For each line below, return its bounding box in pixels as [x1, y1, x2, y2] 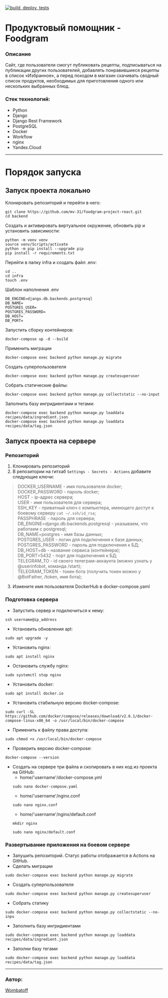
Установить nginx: [12, 644, 51, 650]
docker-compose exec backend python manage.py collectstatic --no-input [5, 391, 160, 397]
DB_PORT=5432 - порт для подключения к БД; [17, 552, 117, 558]
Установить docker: [12, 681, 54, 687]
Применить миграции [5, 345, 52, 351]
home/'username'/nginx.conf [19, 792, 80, 798]
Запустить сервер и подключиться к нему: [12, 607, 104, 613]
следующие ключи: [12, 474, 54, 480]
